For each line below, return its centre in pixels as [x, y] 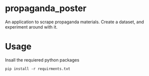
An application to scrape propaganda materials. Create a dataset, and [74, 22]
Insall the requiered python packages [42, 60]
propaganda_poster [46, 8]
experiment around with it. [31, 27]
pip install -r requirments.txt [38, 69]
